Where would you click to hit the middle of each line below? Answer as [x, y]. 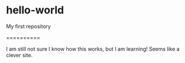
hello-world [35, 10]
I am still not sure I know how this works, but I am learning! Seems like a [93, 49]
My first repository [28, 26]
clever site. [19, 55]
